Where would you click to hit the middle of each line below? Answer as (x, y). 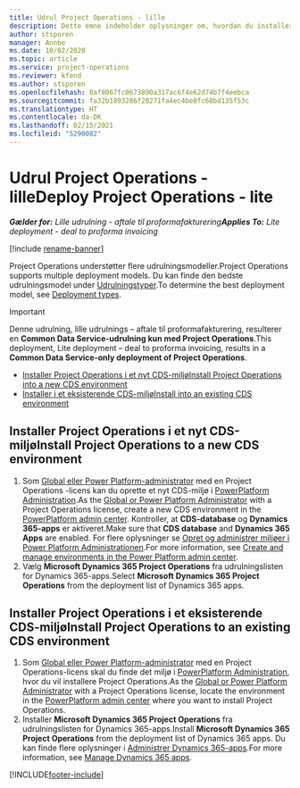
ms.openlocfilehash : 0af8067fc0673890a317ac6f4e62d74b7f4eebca (129, 92)
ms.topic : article (43, 59)
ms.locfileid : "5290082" (55, 134)
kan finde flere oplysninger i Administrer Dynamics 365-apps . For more (152, 748)
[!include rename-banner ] (57, 248)
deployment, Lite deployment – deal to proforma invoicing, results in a (137, 348)
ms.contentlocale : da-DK (55, 117)
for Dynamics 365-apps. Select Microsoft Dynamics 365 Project (141, 575)
